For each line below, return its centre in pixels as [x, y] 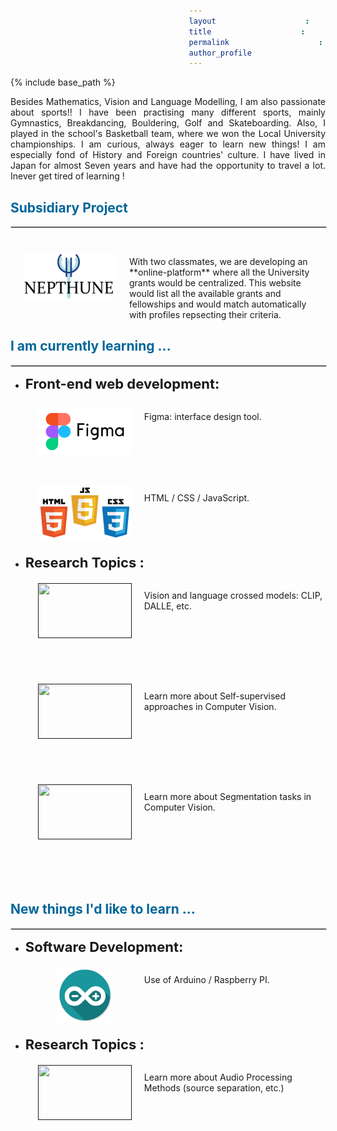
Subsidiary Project [69, 207]
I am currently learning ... [91, 346]
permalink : [255, 42]
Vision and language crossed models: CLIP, [233, 595]
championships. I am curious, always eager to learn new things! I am [168, 144]
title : [247, 31]
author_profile [220, 53]
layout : [249, 21]
